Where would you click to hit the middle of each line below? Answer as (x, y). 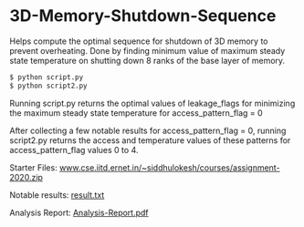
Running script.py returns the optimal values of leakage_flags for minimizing (152, 103)
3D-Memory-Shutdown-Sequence (143, 16)
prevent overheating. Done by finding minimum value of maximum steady (147, 50)
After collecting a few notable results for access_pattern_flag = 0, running (148, 130)
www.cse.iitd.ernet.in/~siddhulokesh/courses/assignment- (169, 167)
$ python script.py (47, 77)
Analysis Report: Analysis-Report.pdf (79, 212)
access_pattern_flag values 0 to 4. (74, 150)
